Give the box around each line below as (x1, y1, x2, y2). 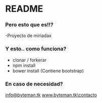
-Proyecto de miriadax (5, 32, 52, 39)
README (5, 3, 43, 15)
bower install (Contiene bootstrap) (12, 67, 84, 74)
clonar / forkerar (12, 57, 47, 63)
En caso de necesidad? (5, 80, 63, 87)
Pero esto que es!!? (5, 21, 54, 28)
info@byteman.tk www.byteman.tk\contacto (5, 92, 97, 98)
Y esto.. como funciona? (5, 45, 67, 52)
